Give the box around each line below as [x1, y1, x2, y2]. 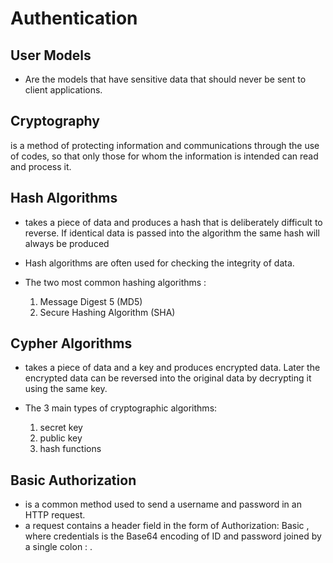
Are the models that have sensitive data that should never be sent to [24, 73, 307, 85]
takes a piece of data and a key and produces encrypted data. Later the [24, 362, 321, 374]
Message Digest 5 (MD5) [39, 295, 143, 307]
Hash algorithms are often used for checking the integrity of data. [24, 257, 295, 269]
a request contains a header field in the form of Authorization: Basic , [24, 520, 310, 532]
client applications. [24, 84, 103, 96]
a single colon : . [24, 541, 93, 553]
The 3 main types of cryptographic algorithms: [24, 402, 218, 414]
